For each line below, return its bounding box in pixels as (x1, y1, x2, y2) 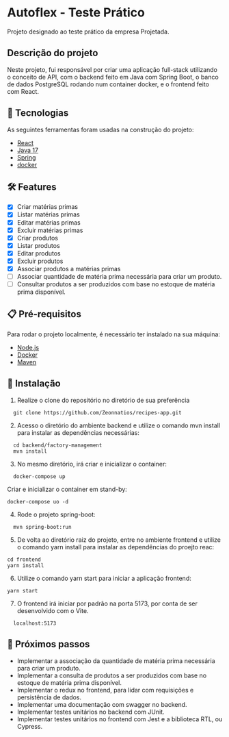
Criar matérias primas (16, 203, 79, 211)
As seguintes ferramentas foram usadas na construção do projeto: (7, 125, 194, 134)
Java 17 (16, 146, 39, 154)
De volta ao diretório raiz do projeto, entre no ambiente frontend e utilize (16, 536, 221, 544)
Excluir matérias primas (16, 226, 83, 234)
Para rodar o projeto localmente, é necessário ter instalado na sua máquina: (7, 330, 221, 338)
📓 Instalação (7, 378, 61, 390)
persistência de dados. (16, 693, 82, 701)
